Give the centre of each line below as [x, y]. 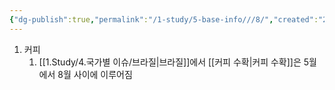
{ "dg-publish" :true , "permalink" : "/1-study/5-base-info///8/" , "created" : [164, 19]
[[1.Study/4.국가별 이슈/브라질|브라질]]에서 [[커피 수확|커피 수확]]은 [170, 62]
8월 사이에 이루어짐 [95, 74]
